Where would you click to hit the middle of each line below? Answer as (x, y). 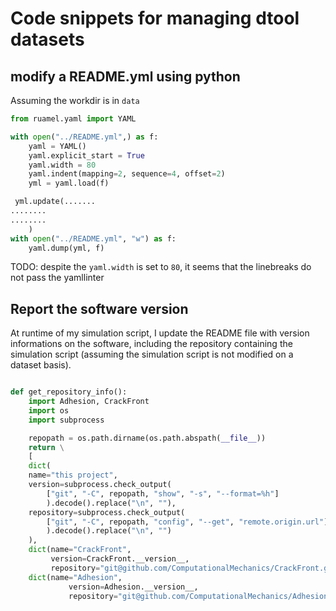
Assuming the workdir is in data (75, 100)
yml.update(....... (55, 202)
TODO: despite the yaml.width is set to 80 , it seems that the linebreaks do (161, 267)
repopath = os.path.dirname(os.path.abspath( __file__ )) (147, 438)
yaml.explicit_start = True (86, 155)
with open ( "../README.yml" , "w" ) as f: (93, 238)
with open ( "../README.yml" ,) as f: (84, 137)
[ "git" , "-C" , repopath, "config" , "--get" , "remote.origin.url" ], (189, 522)
